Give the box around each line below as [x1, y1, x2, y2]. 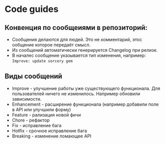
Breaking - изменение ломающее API [11, 133, 91, 139]
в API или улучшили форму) [11, 106, 71, 113]
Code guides [4, 3, 58, 15]
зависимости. [11, 96, 42, 102]
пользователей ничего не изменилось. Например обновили [11, 91, 140, 97]
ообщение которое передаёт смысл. [11, 42, 90, 48]
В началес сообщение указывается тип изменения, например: [11, 52, 146, 58]
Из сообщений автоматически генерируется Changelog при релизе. [11, 47, 158, 53]
